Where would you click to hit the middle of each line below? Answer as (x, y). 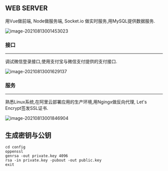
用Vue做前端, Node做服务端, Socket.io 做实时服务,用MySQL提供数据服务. (80, 21)
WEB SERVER (26, 8)
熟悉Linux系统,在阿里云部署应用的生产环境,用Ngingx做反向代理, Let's (76, 102)
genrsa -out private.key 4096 (37, 156)
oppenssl (14, 152)
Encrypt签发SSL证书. (27, 108)
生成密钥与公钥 (28, 135)
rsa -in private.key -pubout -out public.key (53, 160)
